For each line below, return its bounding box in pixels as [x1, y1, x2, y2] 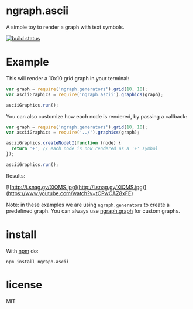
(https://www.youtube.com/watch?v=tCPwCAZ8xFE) [6, 189, 133, 197]
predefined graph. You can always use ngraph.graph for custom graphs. [6, 207, 180, 215]
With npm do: [6, 247, 39, 254]
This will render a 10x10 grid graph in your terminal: [6, 74, 130, 82]
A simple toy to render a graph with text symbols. [6, 23, 125, 30]
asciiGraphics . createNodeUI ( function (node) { [6, 140, 122, 146]
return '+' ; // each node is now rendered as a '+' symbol [11, 145, 158, 152]
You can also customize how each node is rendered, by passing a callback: [6, 113, 187, 120]
